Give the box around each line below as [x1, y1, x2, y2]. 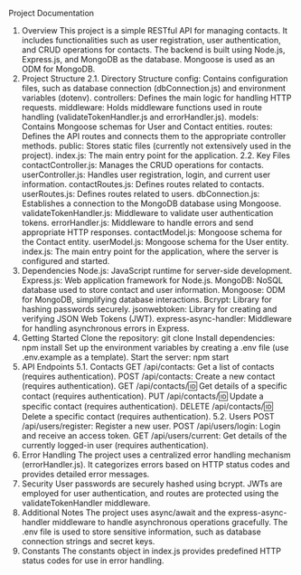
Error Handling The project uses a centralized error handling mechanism [21, 449, 291, 460]
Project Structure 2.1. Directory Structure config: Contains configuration [21, 73, 288, 84]
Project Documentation [8, 8, 95, 18]
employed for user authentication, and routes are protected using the [21, 488, 279, 498]
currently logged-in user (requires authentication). [21, 440, 209, 450]
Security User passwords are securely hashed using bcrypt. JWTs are [21, 478, 283, 489]
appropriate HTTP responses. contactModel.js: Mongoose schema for [21, 227, 283, 238]
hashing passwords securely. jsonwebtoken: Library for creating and [21, 304, 277, 315]
